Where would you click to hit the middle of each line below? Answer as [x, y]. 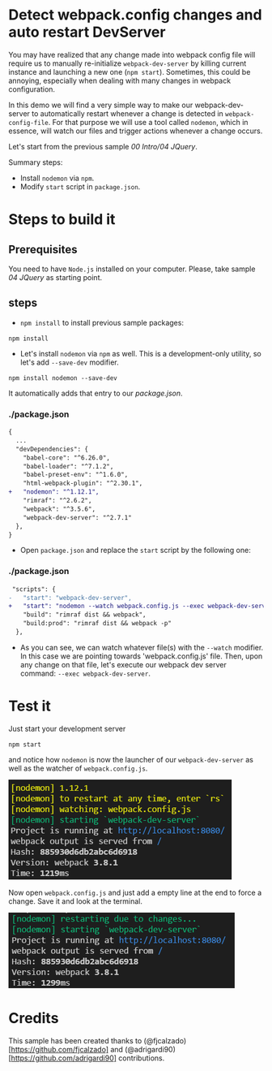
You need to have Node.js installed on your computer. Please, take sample [132, 269]
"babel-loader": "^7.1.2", [68, 466]
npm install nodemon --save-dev [63, 378]
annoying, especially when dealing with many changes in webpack [120, 80]
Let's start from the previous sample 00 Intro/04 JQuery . [103, 146]
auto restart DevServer [87, 32]
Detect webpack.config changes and [135, 15]
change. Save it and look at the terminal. [76, 901]
